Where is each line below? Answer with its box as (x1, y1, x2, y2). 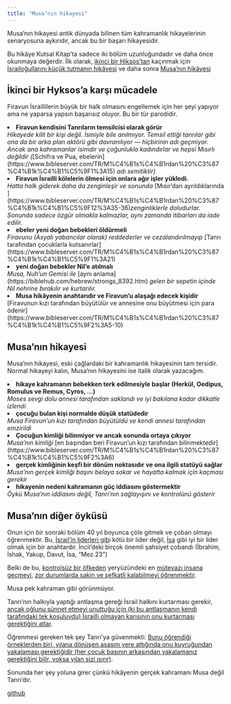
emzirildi (7, 424, 32, 432)
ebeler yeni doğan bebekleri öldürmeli (16, 225, 128, 234)
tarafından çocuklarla (7, 241, 68, 249)
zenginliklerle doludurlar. (130, 204, 201, 212)
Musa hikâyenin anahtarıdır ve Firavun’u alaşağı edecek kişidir (16, 292, 199, 300)
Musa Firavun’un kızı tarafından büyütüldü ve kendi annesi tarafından (7, 416, 205, 425)
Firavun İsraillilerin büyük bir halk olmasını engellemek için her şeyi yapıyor (7, 103, 219, 111)
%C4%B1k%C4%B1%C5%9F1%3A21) (7, 255, 116, 263)
